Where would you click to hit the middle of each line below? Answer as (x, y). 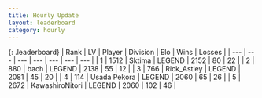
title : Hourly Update (44, 15)
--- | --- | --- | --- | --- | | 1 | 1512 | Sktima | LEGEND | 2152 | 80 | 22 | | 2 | (136, 60)
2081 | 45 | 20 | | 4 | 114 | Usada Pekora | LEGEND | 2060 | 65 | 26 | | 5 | (125, 77)
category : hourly (37, 30)
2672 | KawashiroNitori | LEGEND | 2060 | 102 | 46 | (92, 85)
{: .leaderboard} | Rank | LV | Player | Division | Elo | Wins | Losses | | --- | (127, 53)
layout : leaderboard (42, 23)
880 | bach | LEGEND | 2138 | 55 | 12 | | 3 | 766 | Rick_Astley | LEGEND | (125, 69)
